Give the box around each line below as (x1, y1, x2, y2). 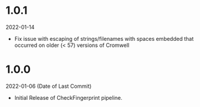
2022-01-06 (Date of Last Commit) (5, 82, 92, 90)
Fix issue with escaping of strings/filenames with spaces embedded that (14, 35, 194, 42)
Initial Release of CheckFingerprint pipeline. (14, 94, 123, 101)
